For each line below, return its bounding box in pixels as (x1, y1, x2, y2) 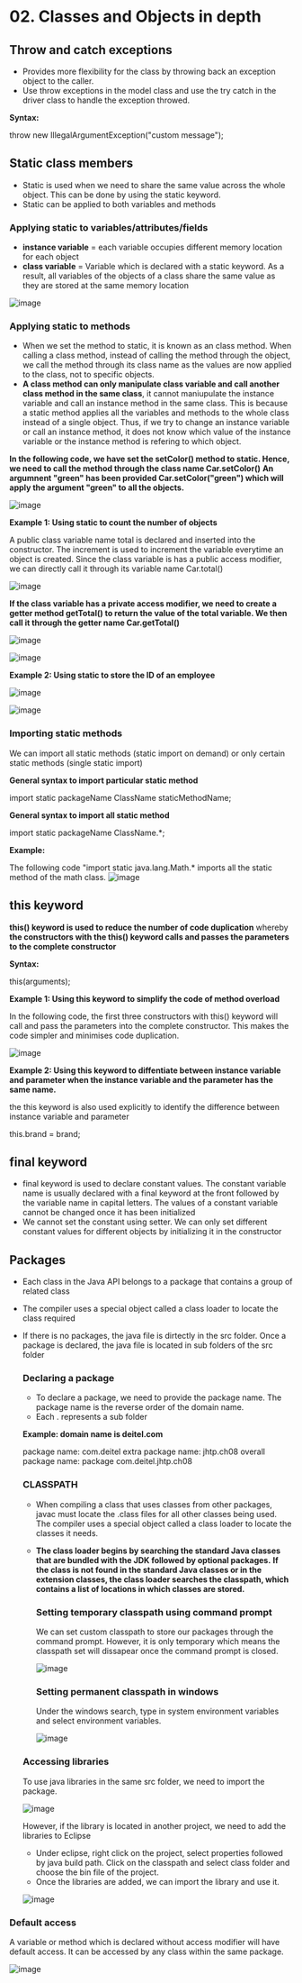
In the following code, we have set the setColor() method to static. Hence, (9, 453, 290, 465)
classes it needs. (35, 1527, 99, 1538)
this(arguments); (9, 976, 71, 987)
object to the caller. (22, 76, 94, 86)
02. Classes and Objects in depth (9, 6, 262, 27)
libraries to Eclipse (22, 1830, 92, 1841)
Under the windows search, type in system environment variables (35, 1706, 280, 1717)
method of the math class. (9, 871, 106, 882)
